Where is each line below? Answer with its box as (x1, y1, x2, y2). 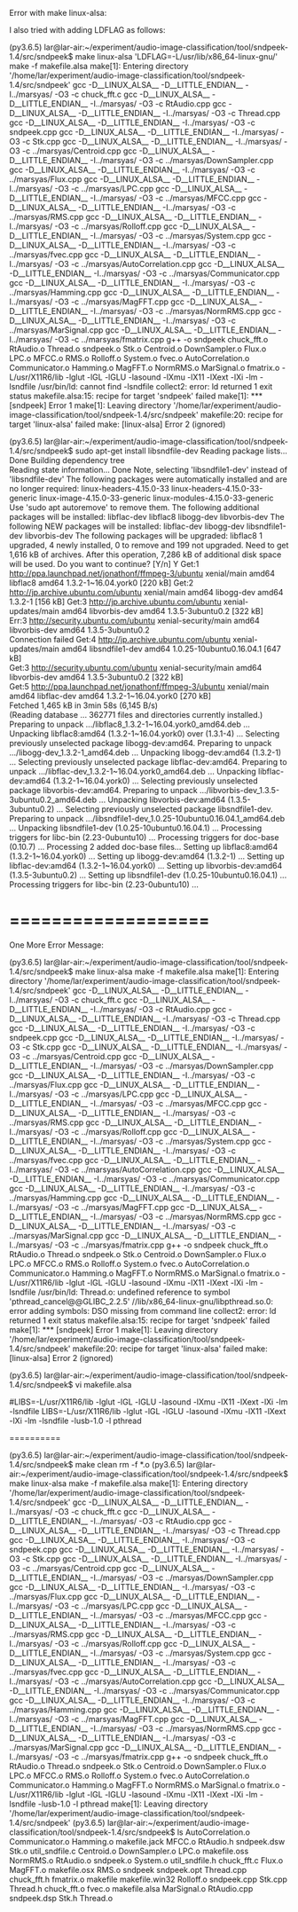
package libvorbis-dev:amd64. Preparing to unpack (9, 785, 198, 795)
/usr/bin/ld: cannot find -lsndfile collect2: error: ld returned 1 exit (37, 382, 273, 391)
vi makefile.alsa (74, 1379, 132, 1389)
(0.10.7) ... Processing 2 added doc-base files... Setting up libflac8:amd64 (9, 842, 278, 852)
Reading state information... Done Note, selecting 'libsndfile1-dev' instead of (9, 465, 288, 475)
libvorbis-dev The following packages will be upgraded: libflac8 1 (25, 531, 263, 540)
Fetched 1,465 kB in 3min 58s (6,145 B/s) (9, 700, 158, 711)
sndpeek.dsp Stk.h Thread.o (9, 1892, 114, 1903)
